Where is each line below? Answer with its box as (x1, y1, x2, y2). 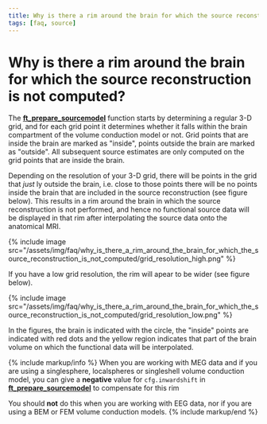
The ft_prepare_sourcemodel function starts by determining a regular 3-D (8, 113, 253, 123)
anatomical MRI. (8, 222, 61, 231)
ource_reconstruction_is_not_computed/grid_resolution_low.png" (8, 310, 221, 320)
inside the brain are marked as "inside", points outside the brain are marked (8, 138, 256, 148)
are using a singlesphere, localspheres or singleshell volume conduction (8, 367, 245, 376)
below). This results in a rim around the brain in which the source (8, 196, 221, 206)
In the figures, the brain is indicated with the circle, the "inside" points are (8, 325, 249, 335)
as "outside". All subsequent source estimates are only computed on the (8, 147, 245, 157)
